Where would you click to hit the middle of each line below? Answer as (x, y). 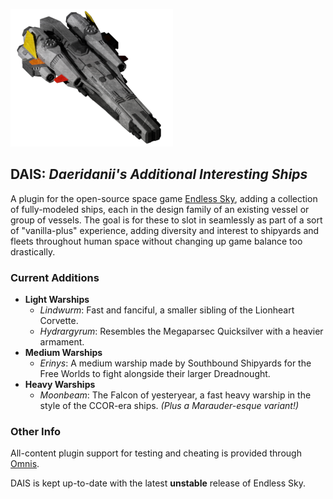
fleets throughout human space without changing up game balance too (156, 241)
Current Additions (55, 277)
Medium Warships (63, 353)
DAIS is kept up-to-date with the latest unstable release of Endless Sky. (158, 483)
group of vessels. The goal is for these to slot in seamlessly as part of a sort (166, 220)
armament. (62, 342)
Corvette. (59, 321)
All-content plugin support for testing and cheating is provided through (156, 453)
